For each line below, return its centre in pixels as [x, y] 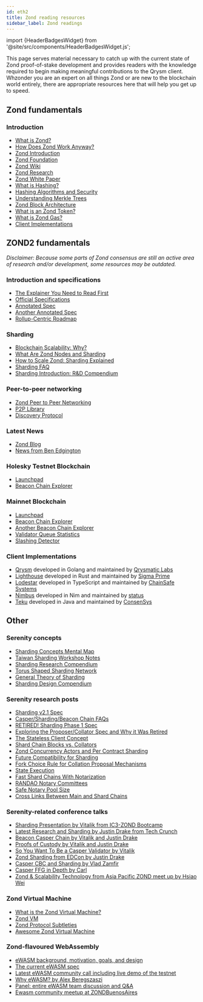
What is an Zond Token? [45, 211]
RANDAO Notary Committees [51, 783]
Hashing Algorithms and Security [56, 192]
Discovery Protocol [39, 415]
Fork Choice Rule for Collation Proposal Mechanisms [81, 764]
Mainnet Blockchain [36, 502]
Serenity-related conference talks [57, 812]
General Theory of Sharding [50, 677]
